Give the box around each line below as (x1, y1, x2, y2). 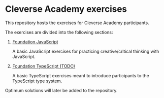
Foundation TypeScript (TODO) (12, 63, 75, 69)
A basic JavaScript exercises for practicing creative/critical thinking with (12, 48, 159, 54)
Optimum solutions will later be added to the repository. (5, 87, 118, 93)
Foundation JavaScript (12, 38, 58, 45)
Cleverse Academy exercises (5, 3, 127, 15)
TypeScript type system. (12, 78, 63, 84)
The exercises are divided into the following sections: (5, 29, 113, 35)
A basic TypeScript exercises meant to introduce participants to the (12, 72, 149, 78)
